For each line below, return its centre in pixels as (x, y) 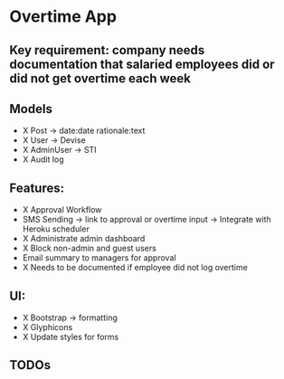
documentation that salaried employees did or (142, 64)
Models (31, 109)
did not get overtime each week (100, 78)
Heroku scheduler (56, 229)
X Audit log (43, 159)
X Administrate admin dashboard (84, 239)
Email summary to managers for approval (99, 258)
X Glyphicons (47, 327)
